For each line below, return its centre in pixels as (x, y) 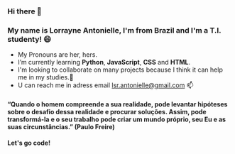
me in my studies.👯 (45, 77)
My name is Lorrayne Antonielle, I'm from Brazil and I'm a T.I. (114, 30)
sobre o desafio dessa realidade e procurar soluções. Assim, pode (107, 111)
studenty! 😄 (29, 39)
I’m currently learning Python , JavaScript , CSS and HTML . (104, 62)
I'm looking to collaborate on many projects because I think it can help (120, 70)
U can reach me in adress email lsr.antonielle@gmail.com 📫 (105, 85)
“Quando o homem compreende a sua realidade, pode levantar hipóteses (117, 104)
